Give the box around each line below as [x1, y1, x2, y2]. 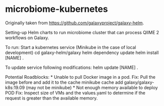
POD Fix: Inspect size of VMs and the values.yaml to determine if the [5, 90, 146, 96]
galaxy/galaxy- [124, 79, 155, 85]
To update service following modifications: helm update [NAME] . [5, 64, 138, 70]
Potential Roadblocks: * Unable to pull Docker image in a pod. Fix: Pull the [5, 74, 156, 80]
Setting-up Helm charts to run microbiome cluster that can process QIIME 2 [5, 29, 160, 35]
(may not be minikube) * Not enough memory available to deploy [25, 84, 158, 90]
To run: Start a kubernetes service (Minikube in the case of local [5, 44, 136, 50]
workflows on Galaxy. [5, 35, 50, 41]
